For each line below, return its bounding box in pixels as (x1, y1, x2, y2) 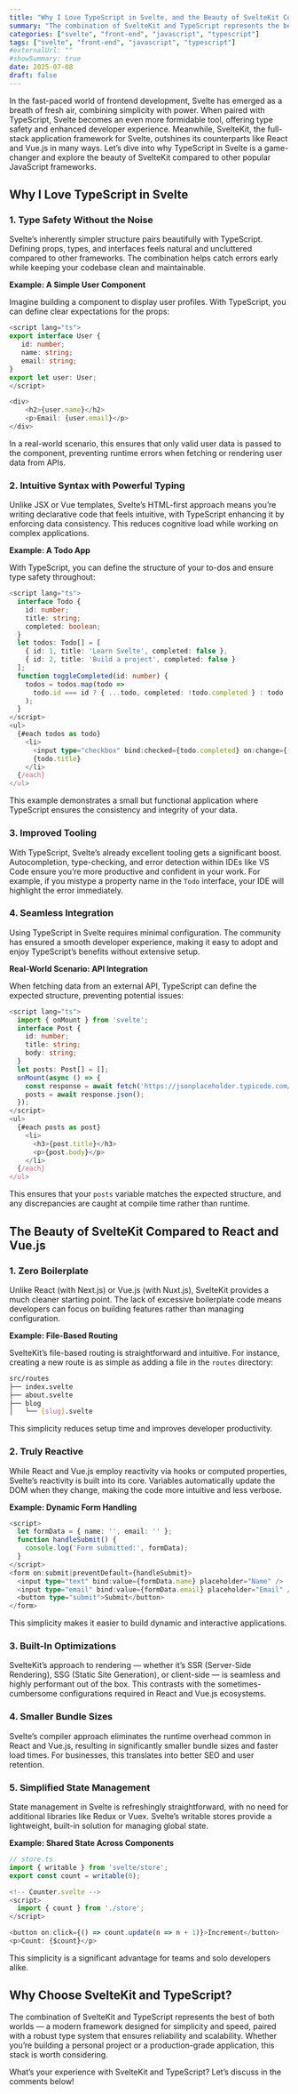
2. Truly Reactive (9, 1446, 84, 1458)
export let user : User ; (9, 373, 98, 382)
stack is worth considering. (9, 2049, 108, 2059)
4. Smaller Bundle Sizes (9, 1711, 114, 1723)
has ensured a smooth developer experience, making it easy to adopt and (9, 936, 278, 947)
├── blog (9, 1399, 42, 1408)
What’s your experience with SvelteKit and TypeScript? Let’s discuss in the (9, 2066, 282, 2077)
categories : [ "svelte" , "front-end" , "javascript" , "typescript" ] (9, 29, 260, 38)
